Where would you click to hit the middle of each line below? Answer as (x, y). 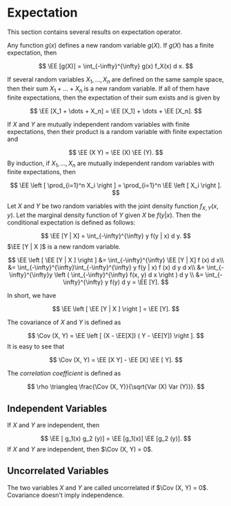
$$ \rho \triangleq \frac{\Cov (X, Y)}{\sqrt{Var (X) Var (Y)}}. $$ (116, 387)
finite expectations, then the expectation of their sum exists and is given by (114, 97)
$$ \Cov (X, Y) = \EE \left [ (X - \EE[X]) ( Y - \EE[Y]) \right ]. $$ (116, 336)
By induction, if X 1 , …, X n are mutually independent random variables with (111, 164)
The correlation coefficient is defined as (64, 373)
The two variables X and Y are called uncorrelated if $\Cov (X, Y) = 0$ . (108, 487)
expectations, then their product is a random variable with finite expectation (115, 131)
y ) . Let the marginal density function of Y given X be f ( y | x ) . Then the (104, 215)
